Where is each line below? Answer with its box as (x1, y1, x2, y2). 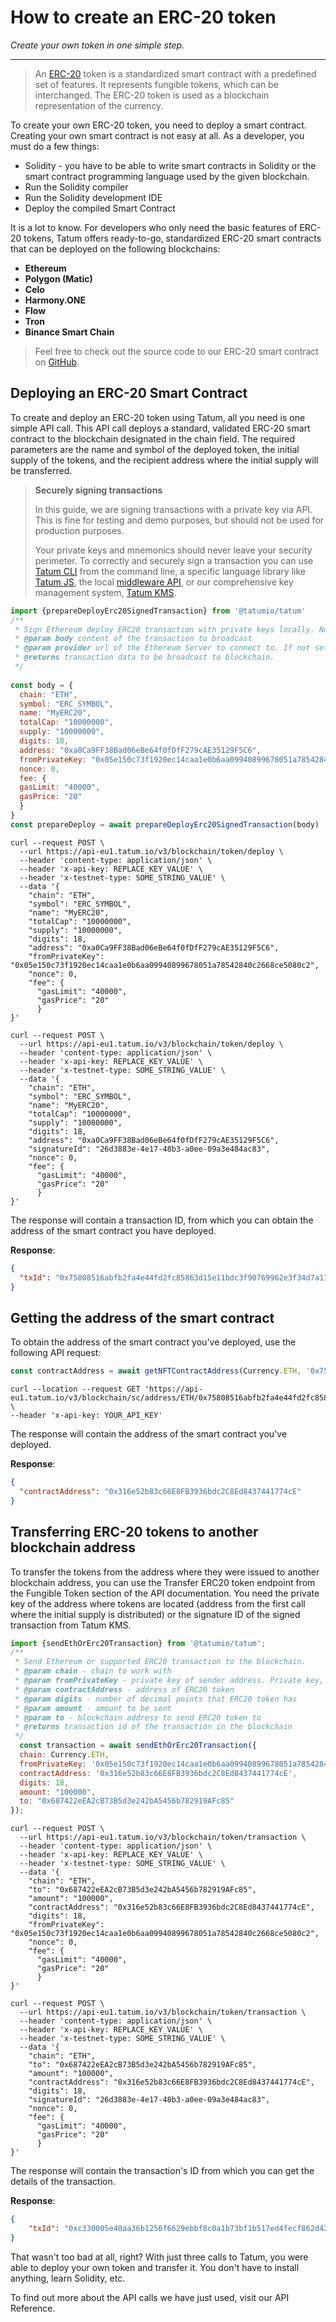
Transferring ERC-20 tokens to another (10, 1524, 259, 1541)
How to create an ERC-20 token (10, 6, 277, 29)
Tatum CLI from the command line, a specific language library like (34, 565, 306, 577)
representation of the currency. (34, 99, 164, 111)
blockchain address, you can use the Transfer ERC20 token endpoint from (10, 1576, 316, 1588)
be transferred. (10, 464, 73, 476)
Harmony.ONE (24, 294, 86, 306)
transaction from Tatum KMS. (10, 1619, 132, 1631)
